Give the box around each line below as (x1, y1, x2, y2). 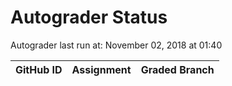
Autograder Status (10, 6, 168, 29)
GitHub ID (15, 62, 63, 76)
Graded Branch (140, 62, 215, 76)
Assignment (71, 62, 132, 76)
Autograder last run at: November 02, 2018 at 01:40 (10, 39, 223, 51)
